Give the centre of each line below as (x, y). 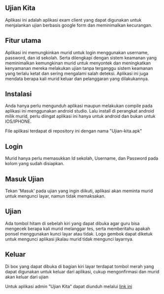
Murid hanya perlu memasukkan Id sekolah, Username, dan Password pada (82, 158)
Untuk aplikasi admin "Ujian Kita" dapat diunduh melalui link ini (69, 286)
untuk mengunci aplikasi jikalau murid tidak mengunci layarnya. (69, 239)
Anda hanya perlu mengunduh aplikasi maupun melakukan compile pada (79, 106)
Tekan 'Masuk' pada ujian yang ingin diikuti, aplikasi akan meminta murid (79, 191)
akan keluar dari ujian (27, 277)
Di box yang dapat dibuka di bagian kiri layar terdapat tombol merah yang (80, 266)
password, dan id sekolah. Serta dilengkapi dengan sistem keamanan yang (81, 58)
